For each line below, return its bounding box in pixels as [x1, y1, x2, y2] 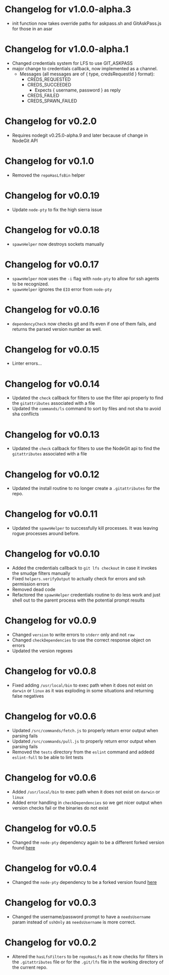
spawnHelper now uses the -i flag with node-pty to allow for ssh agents [12, 275, 159, 281]
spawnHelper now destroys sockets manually [12, 241, 104, 247]
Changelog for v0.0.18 [5, 224, 100, 236]
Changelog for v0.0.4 [5, 863, 97, 874]
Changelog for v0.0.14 [5, 378, 100, 390]
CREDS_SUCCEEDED [27, 81, 71, 88]
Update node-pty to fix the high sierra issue [12, 206, 102, 213]
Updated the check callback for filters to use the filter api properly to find [12, 395, 163, 401]
